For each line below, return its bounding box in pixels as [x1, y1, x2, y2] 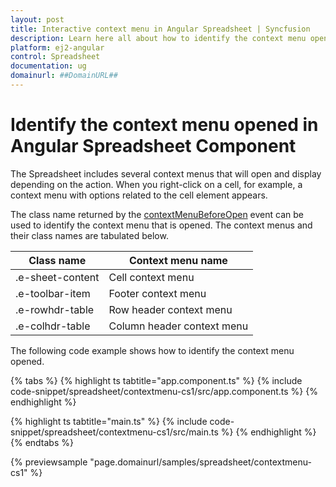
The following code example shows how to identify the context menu [10, 344, 295, 356]
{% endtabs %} [10, 436, 74, 448]
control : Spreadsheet [10, 52, 101, 62]
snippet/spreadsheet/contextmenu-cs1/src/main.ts [10, 426, 219, 438]
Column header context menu [108, 319, 249, 333]
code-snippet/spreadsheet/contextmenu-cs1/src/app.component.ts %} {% [10, 385, 318, 397]
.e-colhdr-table [15, 319, 91, 333]
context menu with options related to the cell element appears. [10, 189, 268, 201]
